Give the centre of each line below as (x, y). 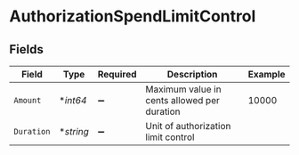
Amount (28, 100)
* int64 (73, 100)
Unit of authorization (188, 126)
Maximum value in (183, 89)
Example (267, 74)
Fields (27, 49)
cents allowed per (183, 100)
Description (192, 74)
